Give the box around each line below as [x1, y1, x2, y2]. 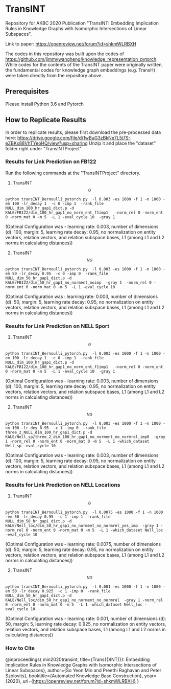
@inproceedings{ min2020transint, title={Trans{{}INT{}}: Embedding [5, 656, 150, 662]
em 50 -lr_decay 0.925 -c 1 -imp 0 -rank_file [5, 589, 111, 594]
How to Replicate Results [5, 116, 87, 124]
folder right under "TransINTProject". [5, 145, 83, 151]
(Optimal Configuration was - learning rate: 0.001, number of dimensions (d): [5, 615, 166, 622]
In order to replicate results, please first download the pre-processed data [5, 129, 161, 135]
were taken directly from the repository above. [5, 72, 103, 78]
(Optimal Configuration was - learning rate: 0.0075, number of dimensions [5, 541, 161, 547]
